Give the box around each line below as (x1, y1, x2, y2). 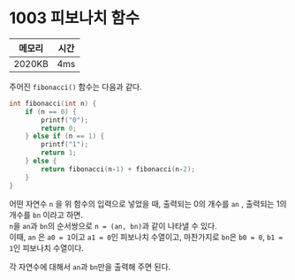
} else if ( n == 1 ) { (25, 132, 104, 141)
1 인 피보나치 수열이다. (9, 242, 84, 253)
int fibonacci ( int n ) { (9, 99, 97, 108)
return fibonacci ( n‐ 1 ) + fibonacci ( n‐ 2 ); (41, 164, 196, 173)
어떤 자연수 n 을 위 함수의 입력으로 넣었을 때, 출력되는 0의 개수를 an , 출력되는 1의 (9, 198, 287, 208)
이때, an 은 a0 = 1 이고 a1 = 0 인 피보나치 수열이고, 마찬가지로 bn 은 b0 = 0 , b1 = (9, 231, 284, 242)
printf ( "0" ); (41, 116, 89, 125)
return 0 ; (41, 124, 77, 132)
